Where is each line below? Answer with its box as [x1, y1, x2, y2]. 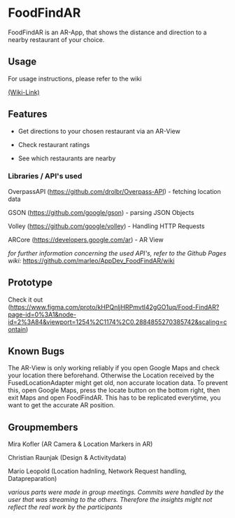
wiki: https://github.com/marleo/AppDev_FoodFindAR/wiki [8, 256, 175, 265]
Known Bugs [8, 345, 65, 358]
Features [8, 108, 48, 120]
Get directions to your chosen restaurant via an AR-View [17, 127, 180, 135]
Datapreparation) [8, 475, 57, 483]
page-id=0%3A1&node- [8, 310, 76, 318]
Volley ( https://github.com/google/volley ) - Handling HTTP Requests [8, 222, 205, 230]
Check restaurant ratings [17, 140, 90, 148]
